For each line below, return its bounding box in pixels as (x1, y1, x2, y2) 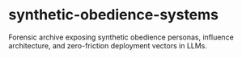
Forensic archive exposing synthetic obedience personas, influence (8, 32, 235, 42)
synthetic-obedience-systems (8, 6, 219, 24)
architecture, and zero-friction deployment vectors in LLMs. (8, 40, 208, 50)
